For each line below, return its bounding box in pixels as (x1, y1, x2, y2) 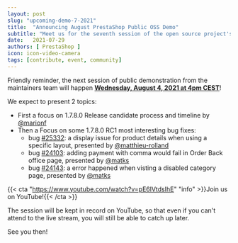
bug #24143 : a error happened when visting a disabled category (28, 164, 216, 172)
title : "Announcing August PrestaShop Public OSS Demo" (7, 23, 179, 30)
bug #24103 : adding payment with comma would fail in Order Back (28, 148, 223, 157)
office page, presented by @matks (28, 156, 130, 164)
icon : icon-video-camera (7, 50, 81, 57)
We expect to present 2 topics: (7, 97, 97, 106)
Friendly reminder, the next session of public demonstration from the (7, 76, 208, 84)
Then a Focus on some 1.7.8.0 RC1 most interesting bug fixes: (17, 125, 196, 135)
